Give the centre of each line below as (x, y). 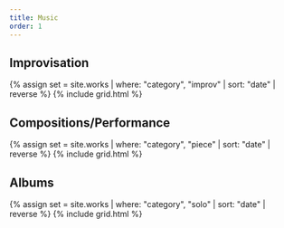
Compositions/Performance (90, 123)
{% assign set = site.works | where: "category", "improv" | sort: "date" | (142, 85)
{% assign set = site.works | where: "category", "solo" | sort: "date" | (137, 204)
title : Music (34, 18)
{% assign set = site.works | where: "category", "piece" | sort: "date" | (140, 145)
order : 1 (26, 26)
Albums (32, 182)
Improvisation (49, 63)
